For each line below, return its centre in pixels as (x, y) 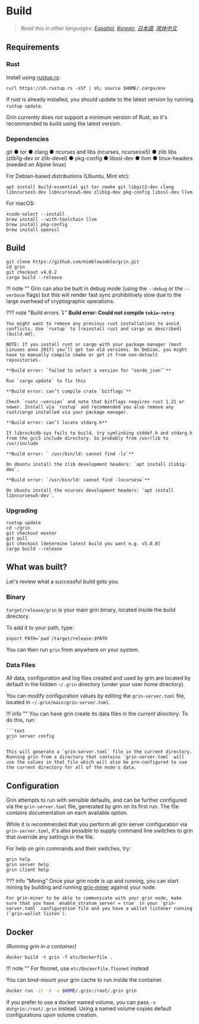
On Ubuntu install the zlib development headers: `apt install (86, 464)
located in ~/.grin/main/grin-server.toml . (59, 702)
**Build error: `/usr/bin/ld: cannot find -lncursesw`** (78, 480)
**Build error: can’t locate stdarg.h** (57, 422)
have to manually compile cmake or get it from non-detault (82, 355)
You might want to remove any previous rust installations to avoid (93, 323)
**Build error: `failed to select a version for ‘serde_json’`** (89, 371)
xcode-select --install (36, 214)
